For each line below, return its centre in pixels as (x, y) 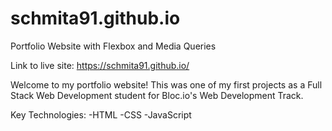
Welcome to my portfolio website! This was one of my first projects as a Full (166, 84)
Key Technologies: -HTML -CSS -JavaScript (101, 114)
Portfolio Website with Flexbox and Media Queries (113, 46)
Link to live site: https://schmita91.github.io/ (100, 65)
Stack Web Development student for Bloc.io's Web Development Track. (157, 95)
